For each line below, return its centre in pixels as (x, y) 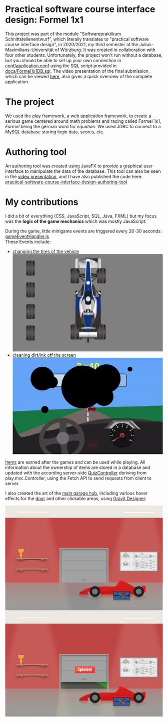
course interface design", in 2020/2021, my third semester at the (72, 44)
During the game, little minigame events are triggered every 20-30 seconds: (83, 231)
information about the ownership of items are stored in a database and (78, 467)
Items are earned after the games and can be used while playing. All (75, 462)
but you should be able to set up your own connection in (63, 60)
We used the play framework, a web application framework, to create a (78, 116)
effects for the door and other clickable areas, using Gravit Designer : (76, 498)
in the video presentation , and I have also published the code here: (74, 176)
